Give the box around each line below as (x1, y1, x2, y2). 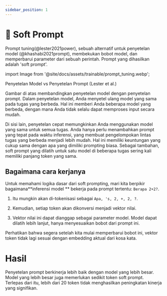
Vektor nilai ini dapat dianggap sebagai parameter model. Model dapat (12, 215, 157, 221)
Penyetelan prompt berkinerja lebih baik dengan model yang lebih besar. (5, 269, 154, 275)
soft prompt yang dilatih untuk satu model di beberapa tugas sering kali (5, 148, 152, 154)
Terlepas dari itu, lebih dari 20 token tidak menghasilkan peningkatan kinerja (5, 280, 162, 286)
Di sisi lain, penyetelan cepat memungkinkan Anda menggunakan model (5, 121, 153, 127)
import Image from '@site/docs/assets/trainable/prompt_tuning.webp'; (5, 71, 150, 77)
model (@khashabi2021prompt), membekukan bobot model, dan (5, 50, 138, 56)
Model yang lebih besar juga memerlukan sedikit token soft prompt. (5, 275, 144, 281)
